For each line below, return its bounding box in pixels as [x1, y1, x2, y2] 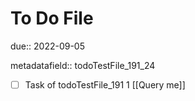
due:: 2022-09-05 [10, 40, 85, 52]
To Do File [10, 7, 94, 30]
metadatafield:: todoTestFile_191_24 [10, 59, 156, 71]
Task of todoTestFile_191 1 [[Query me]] [24, 78, 186, 91]
